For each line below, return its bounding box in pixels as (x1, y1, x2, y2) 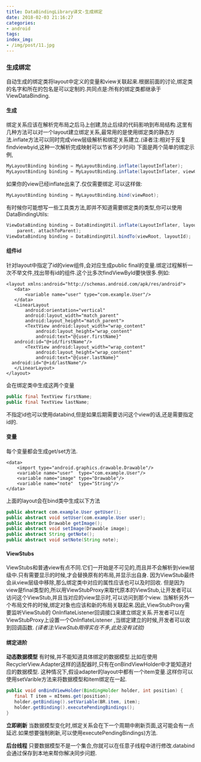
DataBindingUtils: (6, 211, 49, 218)
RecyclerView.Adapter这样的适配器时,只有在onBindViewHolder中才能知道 (6, 661, 187, 668)
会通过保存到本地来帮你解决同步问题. (6, 749, 98, 757)
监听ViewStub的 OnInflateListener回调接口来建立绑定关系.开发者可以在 (11, 609, 185, 616)
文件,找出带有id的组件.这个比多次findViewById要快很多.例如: (22, 269, 170, 276)
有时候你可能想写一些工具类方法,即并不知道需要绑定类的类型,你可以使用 (6, 204, 182, 211)
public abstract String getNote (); (6, 532, 95, 538)
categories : (6, 20, 36, 26)
